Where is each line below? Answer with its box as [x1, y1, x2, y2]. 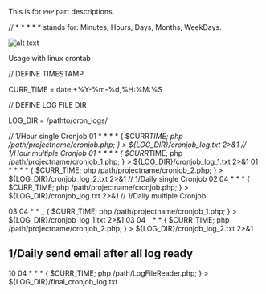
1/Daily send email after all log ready [8, 247, 194, 260]
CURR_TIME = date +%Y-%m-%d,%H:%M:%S [8, 84, 163, 94]
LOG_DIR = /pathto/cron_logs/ [8, 116, 108, 125]
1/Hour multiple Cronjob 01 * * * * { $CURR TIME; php [8, 149, 183, 157]
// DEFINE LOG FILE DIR [8, 100, 87, 109]
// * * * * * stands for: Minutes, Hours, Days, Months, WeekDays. [8, 22, 223, 31]
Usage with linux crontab [8, 54, 91, 63]
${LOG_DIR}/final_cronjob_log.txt [8, 276, 118, 286]
